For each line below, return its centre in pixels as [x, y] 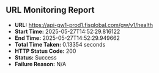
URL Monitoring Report [50, 10]
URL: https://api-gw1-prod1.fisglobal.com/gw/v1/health [84, 25]
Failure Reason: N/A [40, 64]
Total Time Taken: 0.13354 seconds [60, 44]
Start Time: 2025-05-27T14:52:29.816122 [67, 31]
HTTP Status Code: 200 [45, 51]
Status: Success [35, 57]
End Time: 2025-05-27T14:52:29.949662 [67, 38]
